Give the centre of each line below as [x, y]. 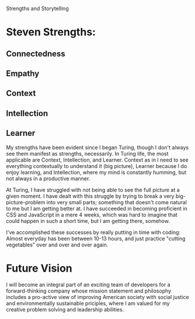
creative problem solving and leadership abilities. [65, 309]
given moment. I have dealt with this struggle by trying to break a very [90, 196]
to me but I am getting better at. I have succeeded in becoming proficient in [97, 208]
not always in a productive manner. [48, 179]
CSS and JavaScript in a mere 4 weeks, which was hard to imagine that [92, 215]
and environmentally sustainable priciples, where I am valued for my [88, 303]
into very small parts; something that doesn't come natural [116, 202]
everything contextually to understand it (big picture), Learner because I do [97, 166]
